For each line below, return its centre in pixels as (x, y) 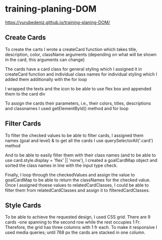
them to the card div (25, 94)
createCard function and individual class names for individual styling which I (81, 74)
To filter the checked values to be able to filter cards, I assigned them (74, 135)
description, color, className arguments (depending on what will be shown (81, 54)
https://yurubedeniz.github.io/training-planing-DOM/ (58, 22)
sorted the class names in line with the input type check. (61, 165)
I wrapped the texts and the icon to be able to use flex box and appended (78, 89)
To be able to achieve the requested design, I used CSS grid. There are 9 (78, 217)
